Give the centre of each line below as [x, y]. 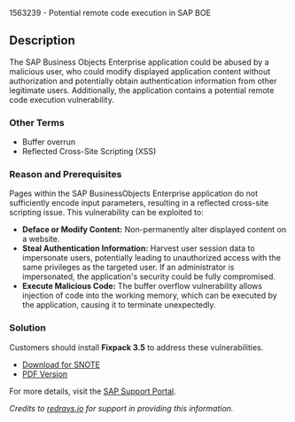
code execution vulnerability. [62, 99]
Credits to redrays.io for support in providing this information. [121, 408]
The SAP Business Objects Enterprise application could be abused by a [139, 62]
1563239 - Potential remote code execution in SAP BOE [110, 13]
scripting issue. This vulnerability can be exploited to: [106, 213]
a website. [41, 239]
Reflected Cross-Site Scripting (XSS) [89, 152]
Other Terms [37, 122]
